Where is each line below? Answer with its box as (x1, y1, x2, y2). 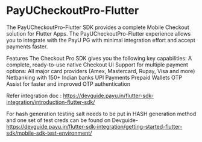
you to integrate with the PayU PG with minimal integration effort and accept (6, 36, 196, 44)
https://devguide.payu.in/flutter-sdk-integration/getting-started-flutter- (6, 123, 183, 130)
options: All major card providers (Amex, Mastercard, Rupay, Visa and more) (6, 67, 195, 74)
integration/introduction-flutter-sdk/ (6, 98, 95, 106)
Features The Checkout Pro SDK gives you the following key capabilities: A (6, 54, 192, 62)
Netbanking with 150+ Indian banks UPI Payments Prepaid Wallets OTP (6, 74, 183, 81)
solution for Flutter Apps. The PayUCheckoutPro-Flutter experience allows (6, 30, 191, 37)
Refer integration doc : (6, 92, 62, 99)
